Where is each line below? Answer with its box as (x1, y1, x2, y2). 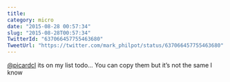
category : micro (7, 17, 54, 23)
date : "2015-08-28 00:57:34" (7, 23, 91, 30)
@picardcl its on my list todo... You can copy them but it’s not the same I (7, 61, 213, 69)
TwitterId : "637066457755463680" (7, 36, 104, 43)
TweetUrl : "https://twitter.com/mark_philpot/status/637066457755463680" (7, 42, 224, 49)
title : (7, 10, 26, 17)
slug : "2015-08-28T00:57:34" (7, 29, 91, 37)
